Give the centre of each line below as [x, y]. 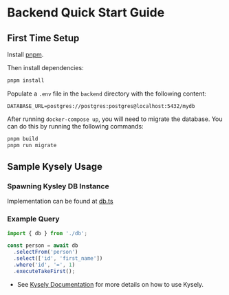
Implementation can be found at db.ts [60, 201]
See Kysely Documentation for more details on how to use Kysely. [110, 284]
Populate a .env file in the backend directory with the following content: [107, 94]
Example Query [33, 219]
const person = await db [43, 245]
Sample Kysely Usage [55, 167]
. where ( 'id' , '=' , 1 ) [44, 265]
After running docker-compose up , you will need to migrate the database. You [115, 119]
